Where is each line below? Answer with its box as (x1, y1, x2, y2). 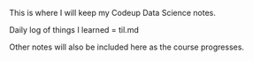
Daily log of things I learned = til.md (9, 25, 139, 34)
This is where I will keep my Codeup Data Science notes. (9, 8, 217, 18)
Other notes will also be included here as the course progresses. (9, 42, 245, 52)
